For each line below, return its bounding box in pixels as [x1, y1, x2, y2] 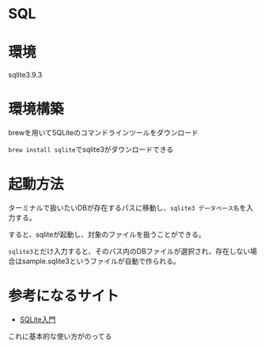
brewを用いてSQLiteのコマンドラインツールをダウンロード [8, 128, 199, 138]
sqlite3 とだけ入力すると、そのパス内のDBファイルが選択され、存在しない [8, 247, 251, 255]
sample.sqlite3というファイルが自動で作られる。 [21, 256, 180, 266]
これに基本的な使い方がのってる [8, 331, 112, 341]
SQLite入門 [19, 314, 56, 324]
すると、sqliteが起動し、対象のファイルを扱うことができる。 [8, 230, 206, 239]
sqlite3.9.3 [8, 70, 43, 80]
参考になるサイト [8, 287, 120, 305]
